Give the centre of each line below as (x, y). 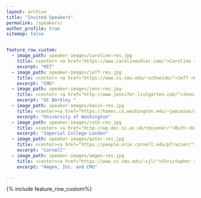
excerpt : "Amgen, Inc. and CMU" (57, 167)
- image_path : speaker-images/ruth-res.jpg (66, 122)
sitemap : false (25, 34)
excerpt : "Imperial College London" (63, 133)
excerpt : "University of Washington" (64, 117)
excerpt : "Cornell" (41, 150)
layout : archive (26, 12)
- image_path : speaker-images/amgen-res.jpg (68, 156)
